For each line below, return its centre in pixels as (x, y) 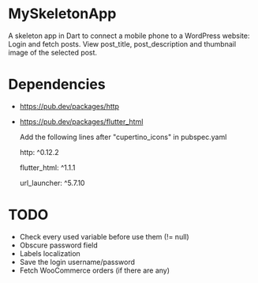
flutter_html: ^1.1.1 (47, 168)
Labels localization (50, 253)
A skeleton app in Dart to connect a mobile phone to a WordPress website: (129, 36)
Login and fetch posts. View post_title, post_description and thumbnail (122, 43)
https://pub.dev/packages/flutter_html (81, 121)
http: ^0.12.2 (39, 152)
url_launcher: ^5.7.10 (52, 183)
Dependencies (57, 85)
